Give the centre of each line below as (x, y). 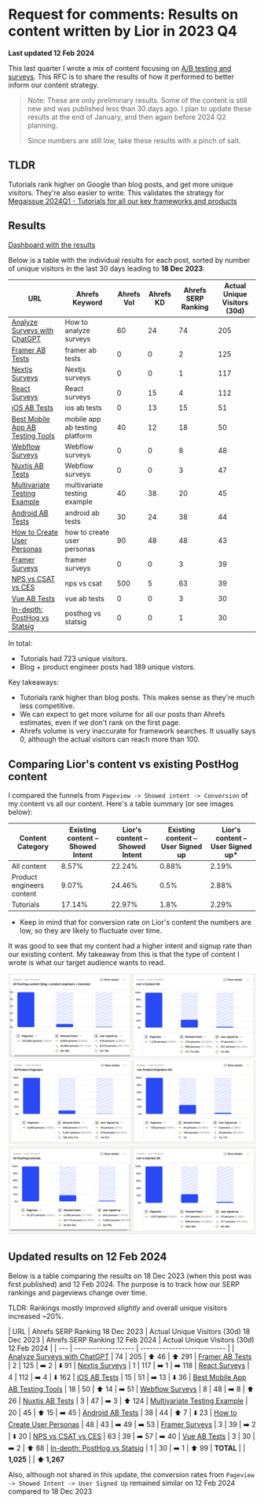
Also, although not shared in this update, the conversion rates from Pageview (132, 1474)
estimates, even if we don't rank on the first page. (100, 722)
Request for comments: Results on (123, 15)
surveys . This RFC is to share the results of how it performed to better (121, 76)
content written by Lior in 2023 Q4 (123, 31)
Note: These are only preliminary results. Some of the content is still (137, 100)
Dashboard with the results (52, 245)
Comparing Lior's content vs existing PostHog (123, 764)
